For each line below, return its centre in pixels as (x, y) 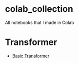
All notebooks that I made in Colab (39, 22)
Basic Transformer (31, 56)
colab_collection (39, 9)
